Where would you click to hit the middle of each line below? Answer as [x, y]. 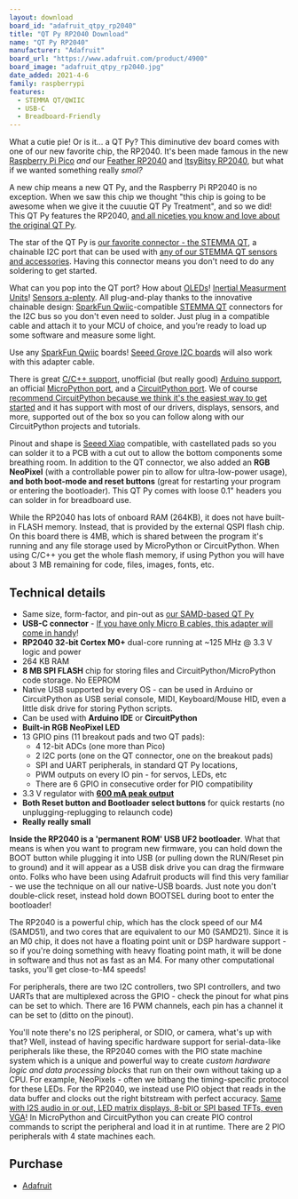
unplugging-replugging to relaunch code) [98, 812]
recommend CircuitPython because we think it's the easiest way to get [138, 398]
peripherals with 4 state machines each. [82, 1136]
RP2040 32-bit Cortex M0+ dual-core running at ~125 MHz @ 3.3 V [147, 642]
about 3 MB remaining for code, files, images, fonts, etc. [112, 564]
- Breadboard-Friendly [59, 116]
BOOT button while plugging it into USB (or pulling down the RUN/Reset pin [146, 858]
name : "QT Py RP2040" [49, 42]
